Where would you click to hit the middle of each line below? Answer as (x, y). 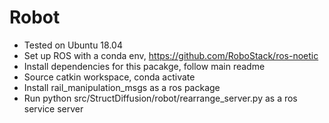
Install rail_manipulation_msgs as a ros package (122, 87)
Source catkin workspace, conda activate (109, 77)
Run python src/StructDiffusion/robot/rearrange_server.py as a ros (160, 98)
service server (53, 108)
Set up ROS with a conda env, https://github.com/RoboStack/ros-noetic (171, 55)
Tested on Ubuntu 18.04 (73, 45)
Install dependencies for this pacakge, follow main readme (144, 66)
